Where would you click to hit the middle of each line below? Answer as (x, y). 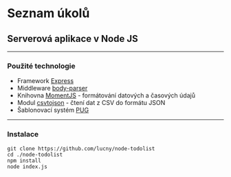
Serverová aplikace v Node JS (73, 39)
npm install (24, 161)
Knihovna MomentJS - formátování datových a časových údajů (106, 95)
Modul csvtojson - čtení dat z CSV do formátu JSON (91, 103)
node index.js (27, 167)
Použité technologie (41, 66)
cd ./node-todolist (35, 154)
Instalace (23, 134)
